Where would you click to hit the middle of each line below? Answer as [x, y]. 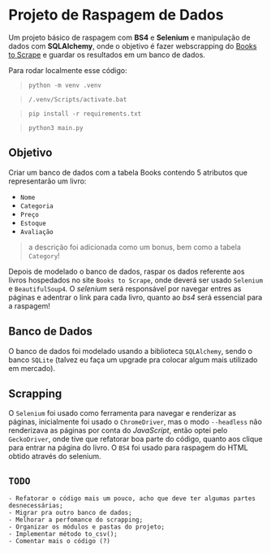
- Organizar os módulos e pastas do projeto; [86, 527]
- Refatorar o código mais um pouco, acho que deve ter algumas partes [132, 499]
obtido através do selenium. [55, 456]
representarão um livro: [47, 181]
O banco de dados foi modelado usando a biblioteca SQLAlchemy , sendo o [131, 351]
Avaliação [37, 232]
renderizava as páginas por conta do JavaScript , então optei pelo [118, 430]
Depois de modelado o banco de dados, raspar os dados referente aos [127, 271]
